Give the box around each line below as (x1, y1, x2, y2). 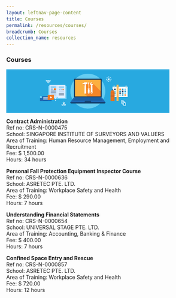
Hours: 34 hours (6, 156, 47, 163)
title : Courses (6, 16, 44, 22)
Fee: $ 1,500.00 (6, 150, 45, 157)
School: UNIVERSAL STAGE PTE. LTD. (6, 224, 99, 231)
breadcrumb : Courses (6, 29, 58, 35)
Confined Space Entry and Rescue (6, 255, 93, 262)
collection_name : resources (6, 35, 77, 41)
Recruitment (6, 143, 37, 150)
